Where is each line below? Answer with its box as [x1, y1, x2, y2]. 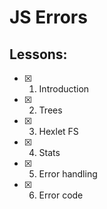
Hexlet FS [38, 126, 79, 137]
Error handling [38, 168, 98, 180]
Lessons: [9, 46, 68, 63]
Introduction [38, 83, 90, 95]
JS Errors [9, 6, 88, 29]
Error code [38, 189, 84, 201]
